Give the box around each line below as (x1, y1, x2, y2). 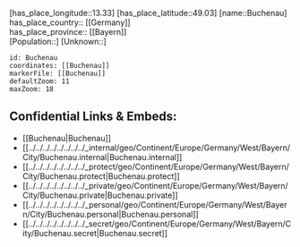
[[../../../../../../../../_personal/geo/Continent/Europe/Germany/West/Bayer (21, 199, 288, 209)
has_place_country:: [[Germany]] (9, 17, 132, 28)
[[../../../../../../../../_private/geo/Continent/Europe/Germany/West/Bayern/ (21, 180, 288, 191)
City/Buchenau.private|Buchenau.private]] (21, 190, 179, 200)
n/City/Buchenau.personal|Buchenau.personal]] (21, 209, 199, 219)
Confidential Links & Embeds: (9, 109, 177, 124)
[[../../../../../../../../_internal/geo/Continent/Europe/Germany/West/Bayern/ (21, 142, 291, 153)
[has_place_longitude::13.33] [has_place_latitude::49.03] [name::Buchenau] (9, 8, 287, 18)
